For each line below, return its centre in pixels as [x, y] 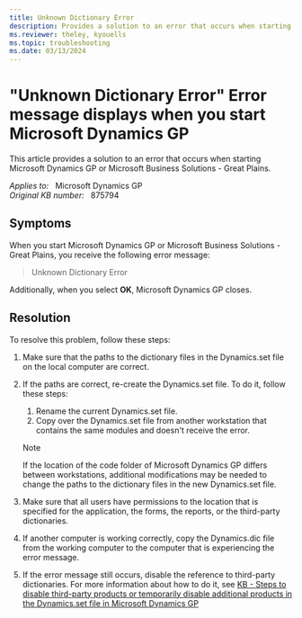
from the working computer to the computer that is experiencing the [148, 547]
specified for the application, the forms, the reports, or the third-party [151, 511]
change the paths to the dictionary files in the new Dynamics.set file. [149, 484]
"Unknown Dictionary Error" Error [138, 96]
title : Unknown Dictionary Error [72, 18]
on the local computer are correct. [86, 366]
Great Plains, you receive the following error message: [110, 255]
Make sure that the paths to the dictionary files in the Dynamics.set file [153, 357]
